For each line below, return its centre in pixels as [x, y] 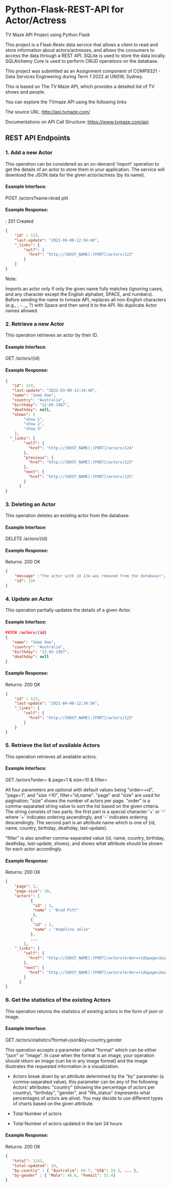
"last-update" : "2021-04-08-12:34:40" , [57, 240]
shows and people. [25, 92]
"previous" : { [39, 457]
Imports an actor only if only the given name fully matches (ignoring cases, [84, 289]
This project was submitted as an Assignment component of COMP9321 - [83, 71]
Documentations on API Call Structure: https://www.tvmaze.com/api [77, 121]
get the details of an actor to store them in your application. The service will [85, 169]
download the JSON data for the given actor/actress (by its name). [75, 175]
